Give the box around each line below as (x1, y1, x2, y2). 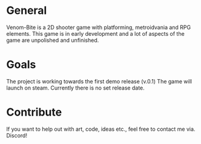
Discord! (6, 131, 27, 139)
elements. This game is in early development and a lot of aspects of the (6, 30, 185, 37)
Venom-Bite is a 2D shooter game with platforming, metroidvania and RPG (6, 24, 191, 31)
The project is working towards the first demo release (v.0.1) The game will (6, 77, 193, 85)
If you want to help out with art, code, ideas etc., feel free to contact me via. (6, 125, 196, 133)
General (6, 4, 47, 18)
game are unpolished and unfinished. (6, 36, 99, 44)
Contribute (6, 105, 62, 119)
